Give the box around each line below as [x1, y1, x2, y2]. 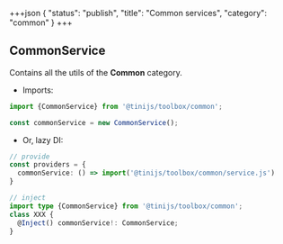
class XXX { [9, 210, 54, 219]
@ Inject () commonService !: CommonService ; [17, 218, 179, 228]
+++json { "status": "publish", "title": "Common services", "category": [9, 8, 268, 18]
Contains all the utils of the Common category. [9, 67, 182, 77]
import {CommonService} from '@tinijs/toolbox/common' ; [9, 102, 223, 111]
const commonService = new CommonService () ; [9, 118, 179, 127]
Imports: [22, 85, 54, 95]
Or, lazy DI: [22, 134, 64, 145]
